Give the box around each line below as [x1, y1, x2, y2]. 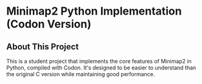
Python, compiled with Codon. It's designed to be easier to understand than [6, 64, 197, 71]
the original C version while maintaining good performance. [6, 71, 155, 77]
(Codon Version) [6, 17, 92, 31]
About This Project [6, 41, 79, 52]
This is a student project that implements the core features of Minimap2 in [6, 58, 192, 65]
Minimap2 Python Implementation [6, 4, 182, 18]
